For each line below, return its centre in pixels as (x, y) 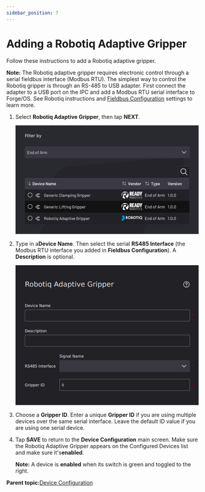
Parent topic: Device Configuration (50, 483)
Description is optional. (45, 257)
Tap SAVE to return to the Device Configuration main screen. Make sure (106, 440)
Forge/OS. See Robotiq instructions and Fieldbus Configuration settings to (99, 98)
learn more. (21, 105)
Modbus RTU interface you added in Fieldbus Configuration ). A (96, 251)
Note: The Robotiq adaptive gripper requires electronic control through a (98, 73)
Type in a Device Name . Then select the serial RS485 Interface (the (100, 244)
